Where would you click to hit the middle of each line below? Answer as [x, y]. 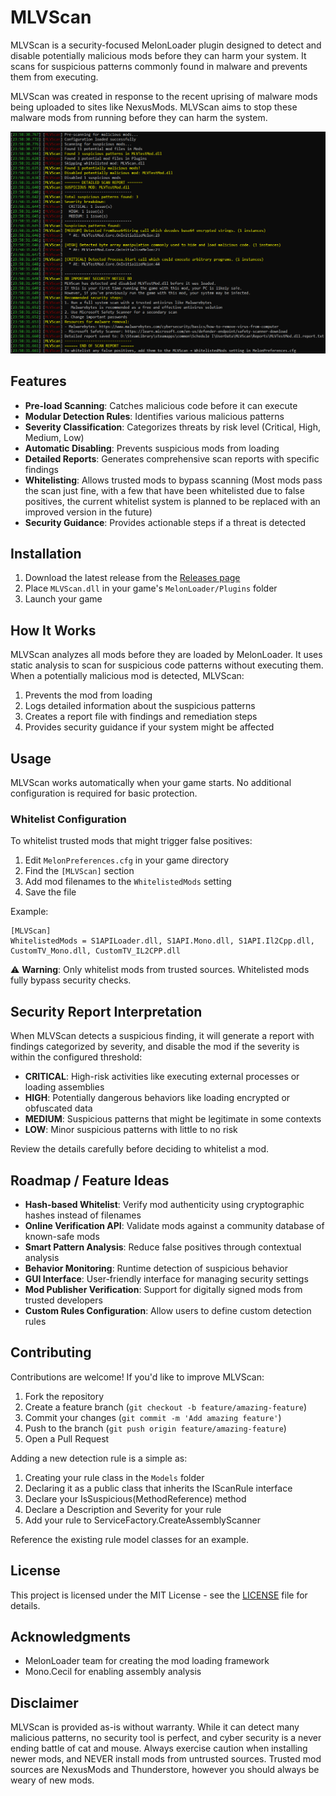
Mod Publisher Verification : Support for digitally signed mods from [163, 1289]
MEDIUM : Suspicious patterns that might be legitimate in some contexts [173, 1119]
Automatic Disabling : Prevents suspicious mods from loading [152, 448]
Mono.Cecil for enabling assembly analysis [113, 1672]
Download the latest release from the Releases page [132, 578]
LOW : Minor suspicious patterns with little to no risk [131, 1130]
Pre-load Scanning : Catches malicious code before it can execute [161, 405]
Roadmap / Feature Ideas [90, 1180]
